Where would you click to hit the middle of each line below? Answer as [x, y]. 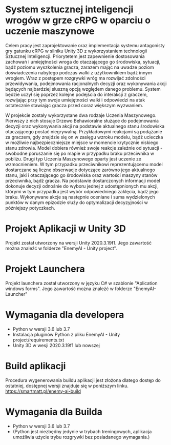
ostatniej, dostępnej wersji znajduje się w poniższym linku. [67, 386]
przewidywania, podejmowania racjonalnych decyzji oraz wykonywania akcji [86, 84]
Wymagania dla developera [65, 315]
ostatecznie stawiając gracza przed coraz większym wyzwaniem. [74, 105]
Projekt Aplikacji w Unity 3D [66, 229]
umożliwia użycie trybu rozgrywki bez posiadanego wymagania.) [81, 437]
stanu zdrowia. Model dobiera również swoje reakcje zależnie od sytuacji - [84, 148]
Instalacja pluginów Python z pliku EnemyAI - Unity [66, 334]
